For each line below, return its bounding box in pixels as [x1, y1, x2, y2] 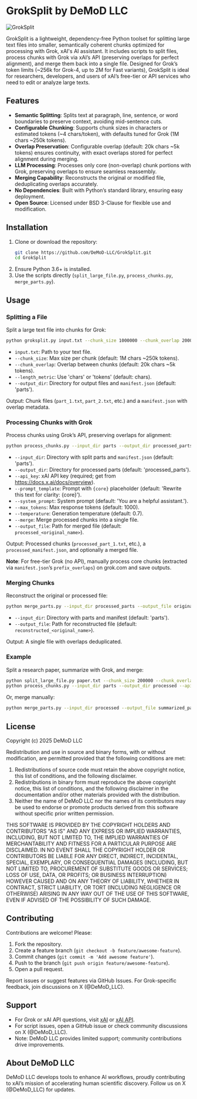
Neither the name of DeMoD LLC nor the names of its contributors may [14, 797, 186, 805]
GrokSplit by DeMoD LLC [6, 4, 128, 18]
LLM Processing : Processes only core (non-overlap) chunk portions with [14, 161, 191, 168]
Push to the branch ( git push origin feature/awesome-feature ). [14, 959, 170, 966]
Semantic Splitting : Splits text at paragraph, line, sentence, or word [14, 111, 178, 118]
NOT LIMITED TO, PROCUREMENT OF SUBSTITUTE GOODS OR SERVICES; [6, 865, 188, 872]
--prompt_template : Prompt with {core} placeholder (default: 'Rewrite [14, 485, 182, 492]
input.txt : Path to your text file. [14, 348, 92, 355]
